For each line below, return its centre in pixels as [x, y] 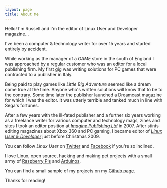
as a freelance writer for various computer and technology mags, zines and [83, 120]
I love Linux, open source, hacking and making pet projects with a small [79, 156]
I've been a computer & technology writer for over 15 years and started [78, 43]
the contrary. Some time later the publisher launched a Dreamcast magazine [83, 95]
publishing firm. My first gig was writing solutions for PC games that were [81, 69]
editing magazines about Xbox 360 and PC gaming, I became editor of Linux [83, 131]
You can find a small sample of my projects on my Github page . [70, 171]
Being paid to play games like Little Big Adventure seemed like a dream [78, 84]
